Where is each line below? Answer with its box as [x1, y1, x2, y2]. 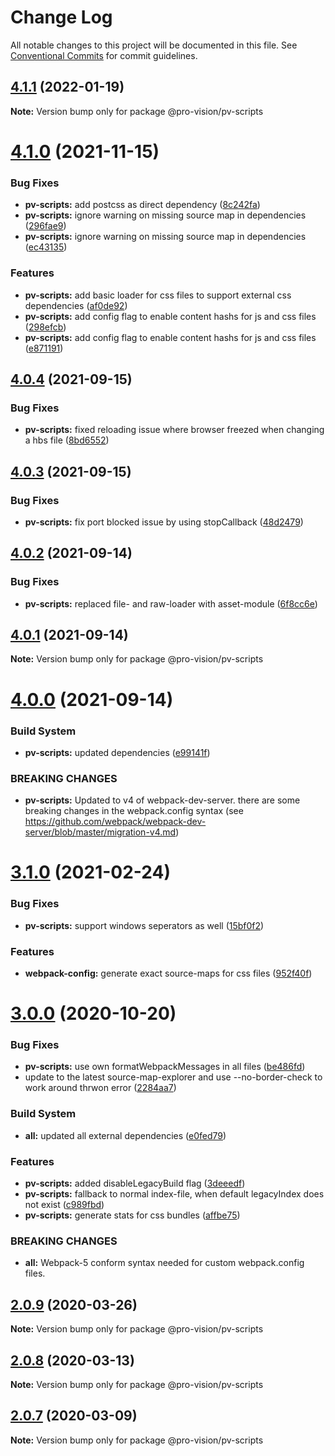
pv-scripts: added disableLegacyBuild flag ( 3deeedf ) [24, 1177, 246, 1190]
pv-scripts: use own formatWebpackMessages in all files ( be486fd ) [24, 1061, 306, 1073]
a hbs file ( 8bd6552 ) [24, 434, 110, 446]
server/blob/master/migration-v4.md [24, 826, 177, 838]
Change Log [10, 6, 113, 29]
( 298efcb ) [24, 321, 67, 333]
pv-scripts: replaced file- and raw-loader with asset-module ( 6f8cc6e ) [24, 597, 318, 610]
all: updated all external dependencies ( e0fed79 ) [24, 1129, 227, 1141]
